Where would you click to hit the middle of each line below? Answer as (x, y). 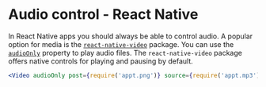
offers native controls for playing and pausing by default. (101, 61)
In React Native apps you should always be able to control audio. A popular (131, 36)
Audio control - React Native (103, 14)
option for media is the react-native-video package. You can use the (121, 44)
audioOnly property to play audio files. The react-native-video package (125, 53)
